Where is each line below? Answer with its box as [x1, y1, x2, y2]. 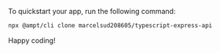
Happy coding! [8, 35, 57, 45]
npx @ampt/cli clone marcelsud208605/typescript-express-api [8, 22, 213, 30]
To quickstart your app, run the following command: [8, 7, 176, 16]
